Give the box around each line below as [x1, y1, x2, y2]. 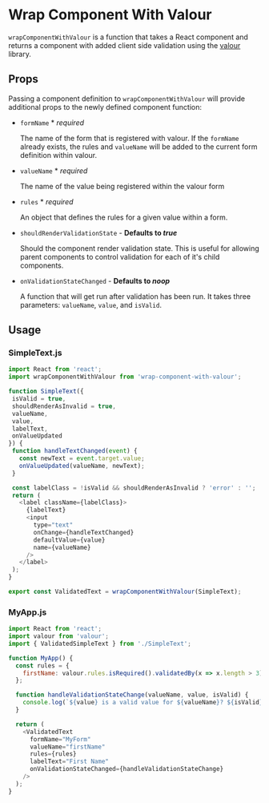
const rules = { [15, 661, 70, 670]
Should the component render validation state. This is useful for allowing [19, 243, 260, 253]
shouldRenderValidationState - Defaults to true [19, 228, 178, 237]
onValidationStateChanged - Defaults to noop [19, 276, 171, 285]
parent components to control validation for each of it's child [19, 252, 220, 261]
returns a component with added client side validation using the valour [8, 40, 241, 50]
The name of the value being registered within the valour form [19, 181, 225, 191]
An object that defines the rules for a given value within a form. [19, 212, 228, 222]
